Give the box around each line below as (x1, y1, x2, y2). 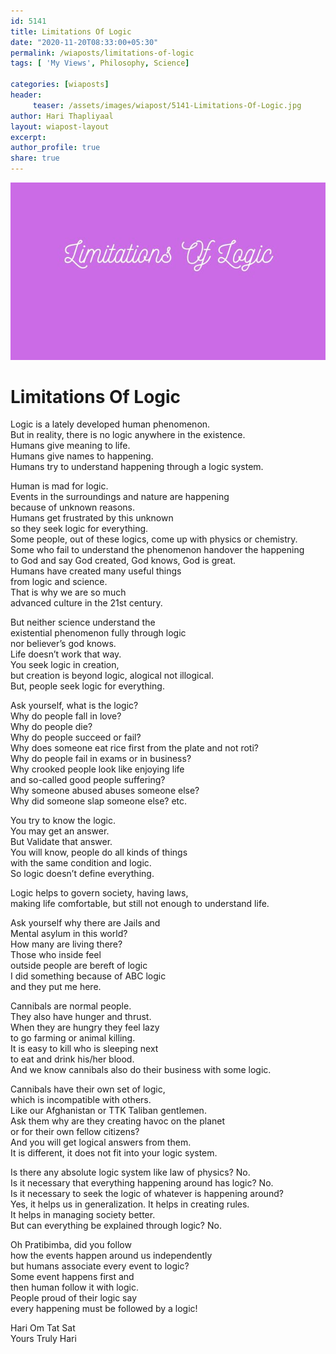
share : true (10, 153, 60, 164)
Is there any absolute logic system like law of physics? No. (10, 1166, 251, 1179)
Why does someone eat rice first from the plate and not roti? (10, 742, 259, 754)
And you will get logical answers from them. (10, 1136, 192, 1149)
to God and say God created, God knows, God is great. (10, 555, 237, 567)
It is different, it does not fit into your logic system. (10, 1147, 218, 1159)
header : (10, 90, 43, 100)
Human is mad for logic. (10, 480, 109, 492)
